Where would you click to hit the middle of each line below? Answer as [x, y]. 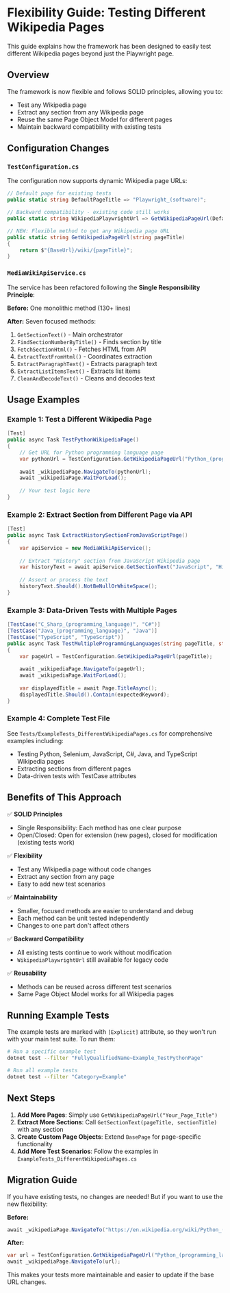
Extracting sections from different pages [74, 769]
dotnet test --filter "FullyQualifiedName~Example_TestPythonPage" [105, 1058]
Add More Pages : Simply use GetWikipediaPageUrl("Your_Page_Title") [117, 1115]
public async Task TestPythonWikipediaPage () [73, 440]
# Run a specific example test [52, 1052]
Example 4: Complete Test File [59, 718]
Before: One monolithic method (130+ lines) [69, 308]
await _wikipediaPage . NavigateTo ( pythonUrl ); [86, 472]
